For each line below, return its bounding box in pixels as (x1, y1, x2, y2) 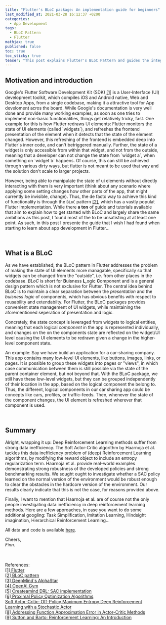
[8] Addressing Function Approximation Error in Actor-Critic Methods (5, 609, 146, 615)
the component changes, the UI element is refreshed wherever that (5, 397, 142, 403)
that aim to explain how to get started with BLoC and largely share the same (5, 209, 160, 215)
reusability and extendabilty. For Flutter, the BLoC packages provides (5, 299, 146, 305)
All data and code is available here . (5, 527, 77, 532)
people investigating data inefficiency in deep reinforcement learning (5, 501, 146, 507)
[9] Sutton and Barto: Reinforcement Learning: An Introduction (5, 614, 132, 620)
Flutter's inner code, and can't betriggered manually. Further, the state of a (5, 142, 157, 148)
